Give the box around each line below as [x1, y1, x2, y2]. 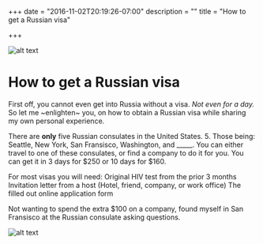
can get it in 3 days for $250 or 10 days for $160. [8, 156, 167, 166]
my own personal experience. [8, 116, 105, 126]
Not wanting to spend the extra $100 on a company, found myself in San [8, 204, 243, 213]
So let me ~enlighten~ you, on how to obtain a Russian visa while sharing [8, 107, 246, 117]
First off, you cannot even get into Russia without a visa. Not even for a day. [8, 99, 255, 109]
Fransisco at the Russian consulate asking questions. [8, 212, 181, 222]
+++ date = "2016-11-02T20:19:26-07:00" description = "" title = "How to [8, 7, 246, 16]
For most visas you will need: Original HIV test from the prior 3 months [8, 171, 237, 181]
